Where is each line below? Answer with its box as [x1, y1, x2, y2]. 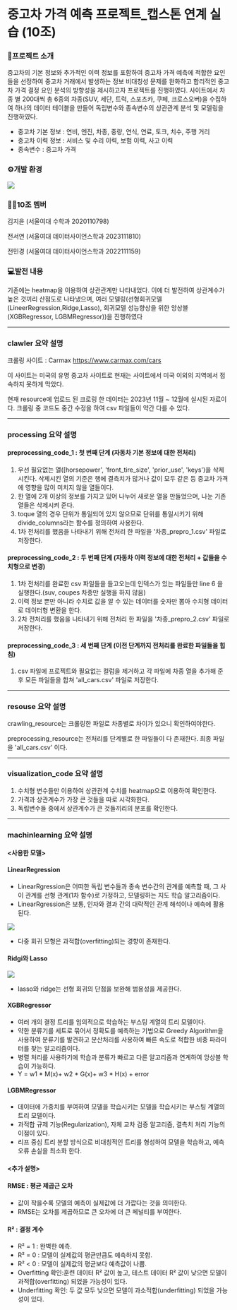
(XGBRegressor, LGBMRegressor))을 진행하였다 [7, 312, 143, 321]
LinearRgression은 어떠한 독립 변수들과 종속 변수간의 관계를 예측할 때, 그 [17, 882, 219, 891]
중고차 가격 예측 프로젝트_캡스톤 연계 [7, 6, 207, 23]
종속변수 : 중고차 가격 [17, 145, 76, 154]
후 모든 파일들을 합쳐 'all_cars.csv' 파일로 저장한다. [17, 676, 159, 684]
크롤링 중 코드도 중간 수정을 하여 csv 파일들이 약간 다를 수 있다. [16, 403, 190, 412]
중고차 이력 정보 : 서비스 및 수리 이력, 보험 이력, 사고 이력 [17, 136, 174, 145]
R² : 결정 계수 [7, 1225, 44, 1233]
